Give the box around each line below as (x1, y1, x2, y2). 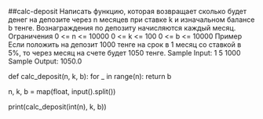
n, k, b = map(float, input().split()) (8, 87, 116, 96)
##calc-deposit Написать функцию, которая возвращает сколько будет (8, 7, 247, 16)
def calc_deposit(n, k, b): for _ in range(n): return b (8, 72, 172, 81)
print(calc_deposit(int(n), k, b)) (8, 102, 108, 111)
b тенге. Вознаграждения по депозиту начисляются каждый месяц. (8, 23, 236, 32)
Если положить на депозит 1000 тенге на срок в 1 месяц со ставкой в (8, 40, 242, 49)
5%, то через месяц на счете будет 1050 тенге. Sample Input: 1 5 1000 (8, 49, 241, 57)
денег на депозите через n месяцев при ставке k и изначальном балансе (8, 15, 255, 24)
